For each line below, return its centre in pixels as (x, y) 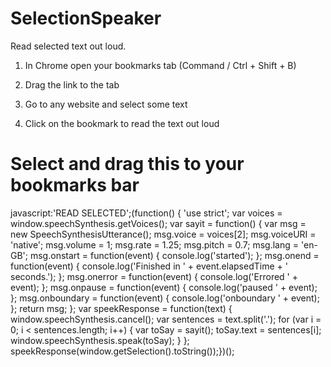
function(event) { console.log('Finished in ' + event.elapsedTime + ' (149, 266)
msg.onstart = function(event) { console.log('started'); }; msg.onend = (174, 255)
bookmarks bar (75, 185)
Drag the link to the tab (72, 84)
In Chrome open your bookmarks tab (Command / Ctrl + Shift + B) (160, 65)
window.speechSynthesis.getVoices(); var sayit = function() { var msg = (158, 223)
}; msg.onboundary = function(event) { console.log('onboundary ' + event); (165, 298)
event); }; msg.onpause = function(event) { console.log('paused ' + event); (164, 287)
